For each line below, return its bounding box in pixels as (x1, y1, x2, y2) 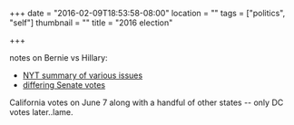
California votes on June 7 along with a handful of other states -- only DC (9, 97, 284, 108)
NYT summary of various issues (22, 70, 143, 81)
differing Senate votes (22, 80, 106, 90)
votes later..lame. (9, 107, 73, 117)
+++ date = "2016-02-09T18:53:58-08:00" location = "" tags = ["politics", (9, 8, 286, 18)
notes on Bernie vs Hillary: (9, 53, 108, 62)
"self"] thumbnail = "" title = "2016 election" (9, 17, 173, 28)
